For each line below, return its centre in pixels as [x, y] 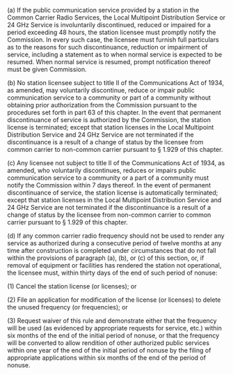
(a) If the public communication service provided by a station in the [103, 10]
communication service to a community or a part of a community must [108, 178]
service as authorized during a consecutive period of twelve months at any [114, 243]
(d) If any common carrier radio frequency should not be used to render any [116, 236]
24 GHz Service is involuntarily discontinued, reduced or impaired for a [109, 25]
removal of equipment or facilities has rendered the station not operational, [114, 265]
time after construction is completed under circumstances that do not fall [112, 251]
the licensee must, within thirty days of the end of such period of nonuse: [112, 273]
